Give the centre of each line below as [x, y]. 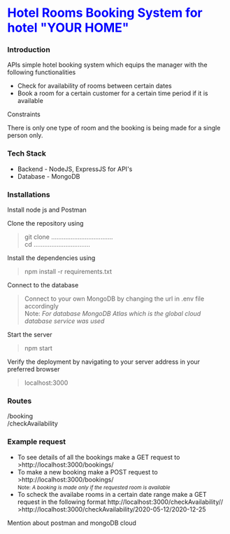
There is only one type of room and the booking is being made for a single [114, 128]
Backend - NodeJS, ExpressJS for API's [75, 169]
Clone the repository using [45, 224]
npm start [38, 348]
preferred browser [34, 369]
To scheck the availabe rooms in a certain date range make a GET [112, 494]
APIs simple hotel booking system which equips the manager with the [107, 65]
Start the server [30, 335]
